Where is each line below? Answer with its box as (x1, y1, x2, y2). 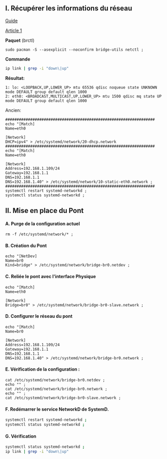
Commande (5, 56, 30, 62)
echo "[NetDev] (5, 254, 37, 259)
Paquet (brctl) (5, 37, 34, 43)
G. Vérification (5, 433, 36, 439)
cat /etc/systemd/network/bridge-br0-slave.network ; (5, 395, 121, 401)
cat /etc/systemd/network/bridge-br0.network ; (5, 386, 108, 392)
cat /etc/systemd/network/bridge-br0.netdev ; (5, 378, 105, 383)
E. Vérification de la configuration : (5, 366, 80, 373)
